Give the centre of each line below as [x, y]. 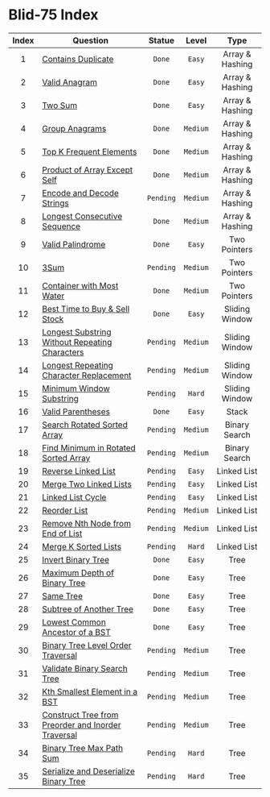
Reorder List [65, 510]
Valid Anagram [70, 82]
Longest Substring [77, 332]
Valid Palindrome [74, 244]
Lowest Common [74, 622]
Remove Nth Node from [86, 523]
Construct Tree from [80, 715]
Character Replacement [87, 375]
